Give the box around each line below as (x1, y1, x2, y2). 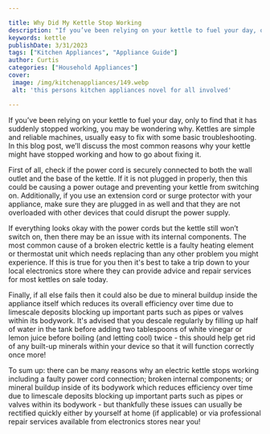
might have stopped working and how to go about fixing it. (8, 149, 202, 159)
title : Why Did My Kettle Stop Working (8, 18, 142, 27)
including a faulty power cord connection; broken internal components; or (8, 374, 253, 383)
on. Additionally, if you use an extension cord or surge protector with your (8, 190, 252, 200)
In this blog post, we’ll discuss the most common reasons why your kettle (8, 141, 251, 150)
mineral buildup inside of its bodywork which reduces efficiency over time (8, 383, 253, 392)
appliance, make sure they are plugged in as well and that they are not (8, 199, 241, 209)
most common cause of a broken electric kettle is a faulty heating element (8, 240, 255, 250)
